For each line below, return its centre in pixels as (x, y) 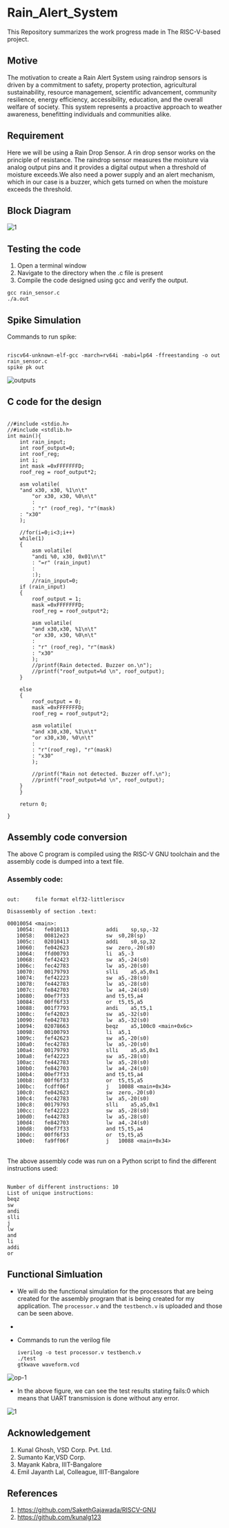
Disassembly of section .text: (52, 911)
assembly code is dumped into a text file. (66, 861)
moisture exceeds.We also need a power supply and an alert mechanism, (111, 175)
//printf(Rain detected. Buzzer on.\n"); (92, 665)
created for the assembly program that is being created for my (106, 1298)
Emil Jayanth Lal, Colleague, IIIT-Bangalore (78, 1471)
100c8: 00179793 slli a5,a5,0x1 (87, 1104)
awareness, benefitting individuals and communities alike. (89, 114)
